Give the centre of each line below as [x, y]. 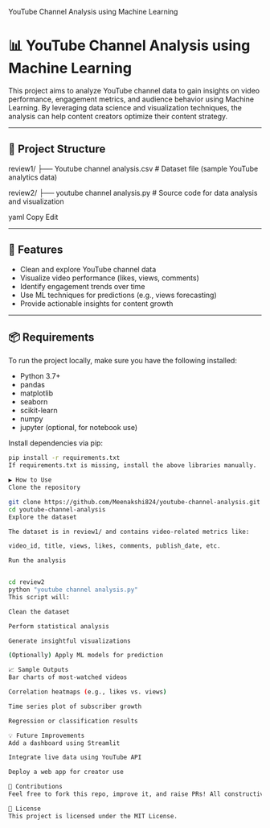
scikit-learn [39, 411]
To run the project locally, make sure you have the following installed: [123, 361]
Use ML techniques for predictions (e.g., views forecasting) [118, 295]
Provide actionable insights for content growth [96, 303]
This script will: [39, 597]
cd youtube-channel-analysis [57, 509]
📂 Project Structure [57, 149]
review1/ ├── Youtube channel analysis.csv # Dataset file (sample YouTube [133, 168]
